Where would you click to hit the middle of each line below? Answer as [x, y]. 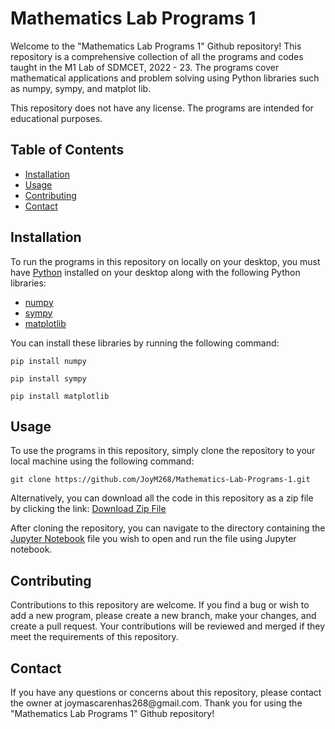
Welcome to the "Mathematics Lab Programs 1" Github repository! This [156, 46]
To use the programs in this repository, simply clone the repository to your [163, 451]
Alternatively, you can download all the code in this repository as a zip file [162, 498]
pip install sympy [48, 378]
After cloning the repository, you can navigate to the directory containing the [168, 528]
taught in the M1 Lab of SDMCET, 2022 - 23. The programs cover [145, 67]
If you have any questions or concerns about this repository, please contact [166, 692]
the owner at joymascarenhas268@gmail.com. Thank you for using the [156, 703]
